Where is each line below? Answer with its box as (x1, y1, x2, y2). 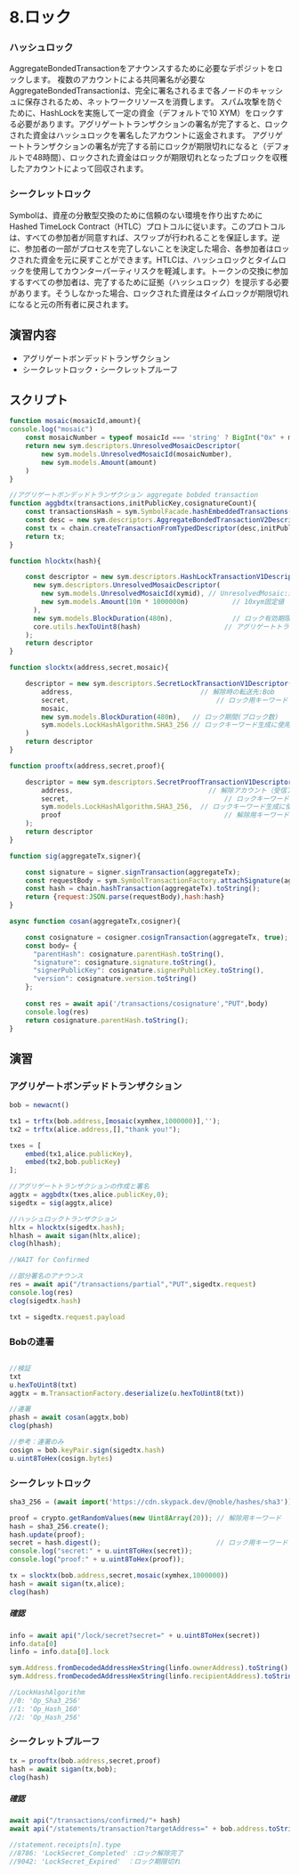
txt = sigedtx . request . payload (9, 1312, 125, 1322)
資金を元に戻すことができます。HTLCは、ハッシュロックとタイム (39, 254, 279, 265)
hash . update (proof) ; (9, 1530, 86, 1539)
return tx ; (25, 532, 66, 541)
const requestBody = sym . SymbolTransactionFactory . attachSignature (25, 876, 280, 885)
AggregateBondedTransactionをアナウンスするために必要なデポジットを (9, 63, 276, 74)
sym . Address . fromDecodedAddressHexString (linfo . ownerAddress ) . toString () (9, 1664, 289, 1673)
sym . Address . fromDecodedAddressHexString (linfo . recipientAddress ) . (9, 1672, 265, 1681)
